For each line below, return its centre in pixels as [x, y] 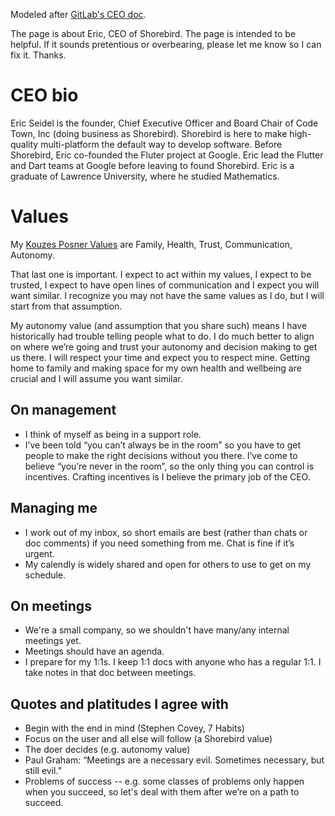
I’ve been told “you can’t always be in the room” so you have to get [163, 445]
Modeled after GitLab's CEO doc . [78, 14]
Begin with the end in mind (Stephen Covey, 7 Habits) [134, 728]
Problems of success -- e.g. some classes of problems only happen [164, 781]
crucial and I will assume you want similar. [96, 378]
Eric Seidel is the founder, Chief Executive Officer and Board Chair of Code [164, 123]
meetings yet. [53, 641]
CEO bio [44, 95]
